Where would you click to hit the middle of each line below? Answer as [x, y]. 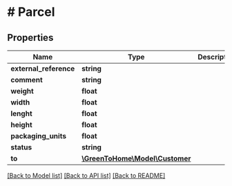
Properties [30, 38]
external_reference [43, 68]
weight [22, 91]
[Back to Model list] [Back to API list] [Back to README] [86, 176]
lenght [21, 113]
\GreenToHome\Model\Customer [136, 158]
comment [27, 80]
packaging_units [39, 136]
